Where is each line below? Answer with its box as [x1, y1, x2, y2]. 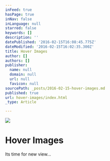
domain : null [9, 72, 37, 77]
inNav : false [5, 16, 32, 21]
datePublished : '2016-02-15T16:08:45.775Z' [5, 40, 97, 45]
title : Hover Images [5, 49, 48, 54]
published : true [5, 90, 39, 95]
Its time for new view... [5, 151, 51, 157]
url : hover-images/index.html [5, 95, 68, 100]
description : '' [5, 35, 39, 40]
